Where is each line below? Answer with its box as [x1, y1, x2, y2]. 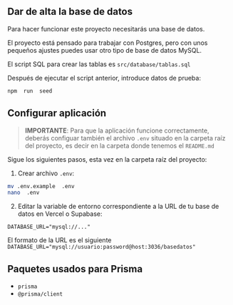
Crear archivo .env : [17, 169, 75, 177]
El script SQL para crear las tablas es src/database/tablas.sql [7, 60, 191, 68]
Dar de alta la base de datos [7, 6, 133, 18]
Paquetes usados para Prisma [7, 263, 143, 275]
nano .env [7, 189, 40, 197]
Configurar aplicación [7, 107, 107, 120]
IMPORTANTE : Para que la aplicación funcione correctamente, [24, 126, 209, 135]
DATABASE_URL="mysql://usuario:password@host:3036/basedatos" [7, 244, 196, 251]
